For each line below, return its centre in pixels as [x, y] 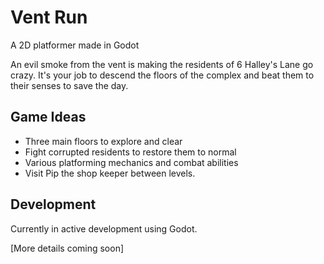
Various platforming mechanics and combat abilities [131, 162]
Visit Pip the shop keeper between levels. [110, 173]
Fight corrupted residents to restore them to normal [130, 152]
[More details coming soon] [67, 248]
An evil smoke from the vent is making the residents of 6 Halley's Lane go [162, 64]
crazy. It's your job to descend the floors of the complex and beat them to [162, 75]
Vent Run [49, 17]
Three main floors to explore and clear [103, 141]
